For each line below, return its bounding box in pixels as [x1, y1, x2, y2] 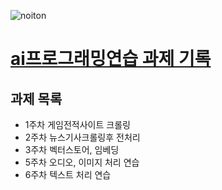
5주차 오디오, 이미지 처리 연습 [24, 156, 140, 168]
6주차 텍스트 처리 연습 [24, 169, 112, 180]
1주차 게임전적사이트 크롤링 [24, 119, 131, 130]
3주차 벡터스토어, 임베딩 [24, 144, 120, 155]
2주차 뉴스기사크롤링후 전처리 [24, 131, 141, 143]
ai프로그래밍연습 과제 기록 [10, 48, 212, 70]
